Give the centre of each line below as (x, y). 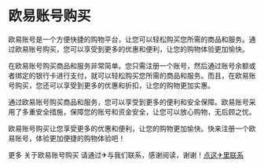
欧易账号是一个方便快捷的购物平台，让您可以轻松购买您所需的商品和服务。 (128, 39)
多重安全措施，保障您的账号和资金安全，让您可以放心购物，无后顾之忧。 (139, 111)
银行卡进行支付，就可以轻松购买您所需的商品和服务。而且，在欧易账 (145, 75)
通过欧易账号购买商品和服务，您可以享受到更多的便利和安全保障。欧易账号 (128, 102)
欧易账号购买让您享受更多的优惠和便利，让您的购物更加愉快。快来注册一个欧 (132, 128)
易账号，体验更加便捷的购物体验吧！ (67, 138)
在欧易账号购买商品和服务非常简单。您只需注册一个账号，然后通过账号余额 (128, 65)
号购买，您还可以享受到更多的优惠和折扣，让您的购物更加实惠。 (111, 85)
